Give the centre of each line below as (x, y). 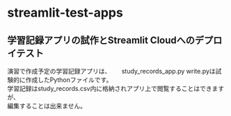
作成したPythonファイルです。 (69, 80)
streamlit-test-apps (65, 13)
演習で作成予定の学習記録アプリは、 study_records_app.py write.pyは (111, 71)
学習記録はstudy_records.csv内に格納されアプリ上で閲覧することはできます (116, 89)
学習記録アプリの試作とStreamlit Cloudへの (101, 40)
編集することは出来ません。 (47, 106)
